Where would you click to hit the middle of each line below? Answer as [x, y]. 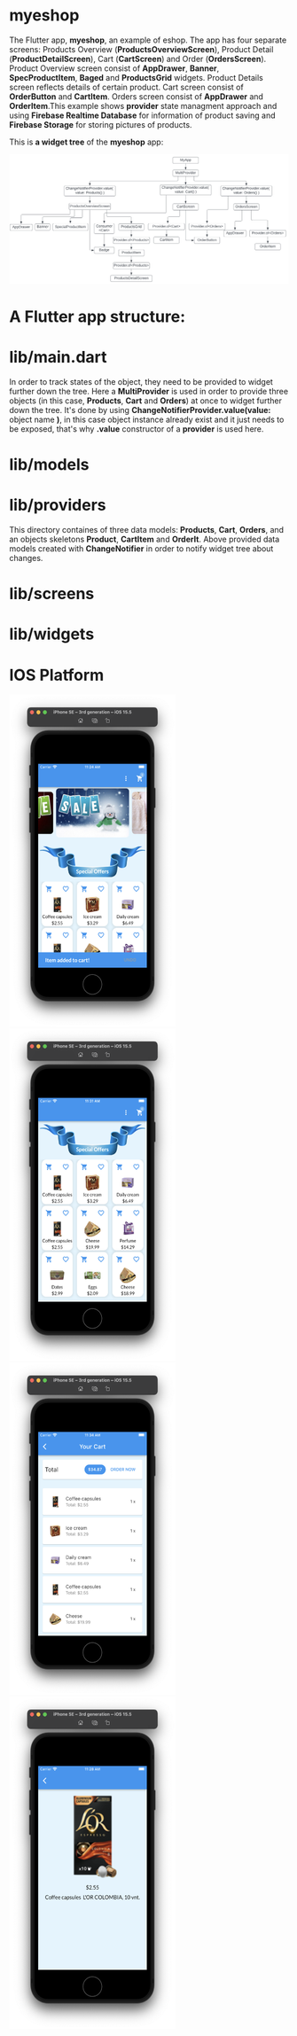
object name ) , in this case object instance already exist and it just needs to [147, 419]
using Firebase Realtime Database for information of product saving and [142, 115]
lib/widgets [52, 634]
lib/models [50, 465]
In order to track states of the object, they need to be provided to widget [141, 381]
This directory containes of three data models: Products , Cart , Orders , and [147, 529]
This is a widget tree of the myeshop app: [86, 142]
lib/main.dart [58, 358]
